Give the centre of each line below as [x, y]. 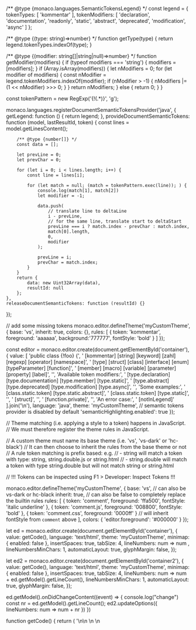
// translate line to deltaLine [87, 211]
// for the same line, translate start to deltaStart [115, 222]
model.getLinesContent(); [37, 129]
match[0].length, [69, 231]
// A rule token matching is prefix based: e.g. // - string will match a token [94, 453]
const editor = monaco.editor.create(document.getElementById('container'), [98, 349]
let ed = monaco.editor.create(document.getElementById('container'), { [92, 531]
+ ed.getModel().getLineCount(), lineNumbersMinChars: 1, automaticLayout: [97, 579]
